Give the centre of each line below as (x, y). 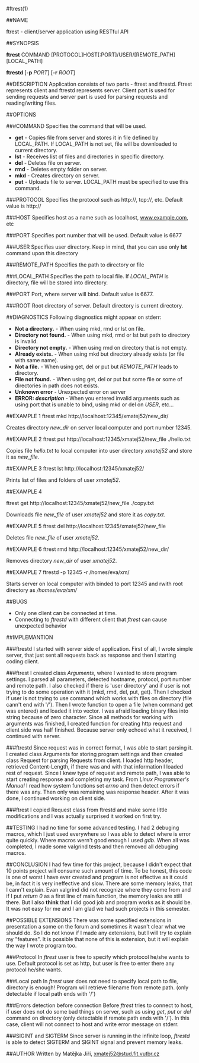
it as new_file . (23, 457)
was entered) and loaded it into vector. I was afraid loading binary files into (97, 711)
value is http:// (24, 206)
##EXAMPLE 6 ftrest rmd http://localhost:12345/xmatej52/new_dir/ (88, 549)
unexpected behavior (41, 626)
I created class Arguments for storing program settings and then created (94, 754)
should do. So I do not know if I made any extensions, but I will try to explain (99, 933)
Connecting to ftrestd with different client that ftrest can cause (91, 619)
